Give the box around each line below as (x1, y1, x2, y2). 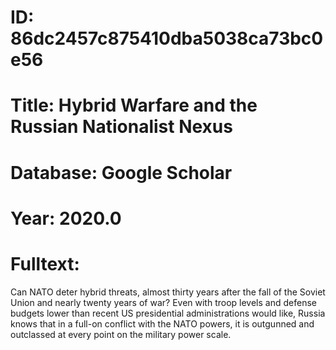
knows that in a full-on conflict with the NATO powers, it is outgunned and (10, 317, 315, 330)
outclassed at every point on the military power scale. (10, 328, 232, 340)
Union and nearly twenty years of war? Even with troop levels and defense (10, 296, 317, 308)
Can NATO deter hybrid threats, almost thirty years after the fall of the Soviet (10, 286, 326, 298)
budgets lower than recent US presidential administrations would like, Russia (10, 307, 326, 319)
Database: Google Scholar (10, 161, 233, 184)
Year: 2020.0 (10, 207, 122, 230)
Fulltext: (10, 252, 80, 275)
